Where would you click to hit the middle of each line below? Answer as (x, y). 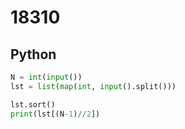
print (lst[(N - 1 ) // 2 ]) (55, 114)
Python (33, 54)
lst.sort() (33, 104)
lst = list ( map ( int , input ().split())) (93, 86)
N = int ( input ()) (46, 77)
